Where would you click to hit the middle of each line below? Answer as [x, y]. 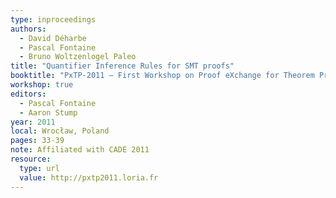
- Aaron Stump [48, 112]
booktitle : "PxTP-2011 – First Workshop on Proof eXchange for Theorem [162, 76]
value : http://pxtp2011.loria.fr [89, 177]
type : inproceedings [53, 19]
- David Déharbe [53, 38]
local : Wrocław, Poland [60, 131]
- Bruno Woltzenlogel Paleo [78, 57]
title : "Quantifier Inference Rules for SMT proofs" [122, 66]
